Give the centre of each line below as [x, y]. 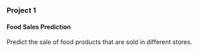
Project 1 [21, 10]
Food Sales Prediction [39, 27]
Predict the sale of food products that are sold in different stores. [99, 42]
